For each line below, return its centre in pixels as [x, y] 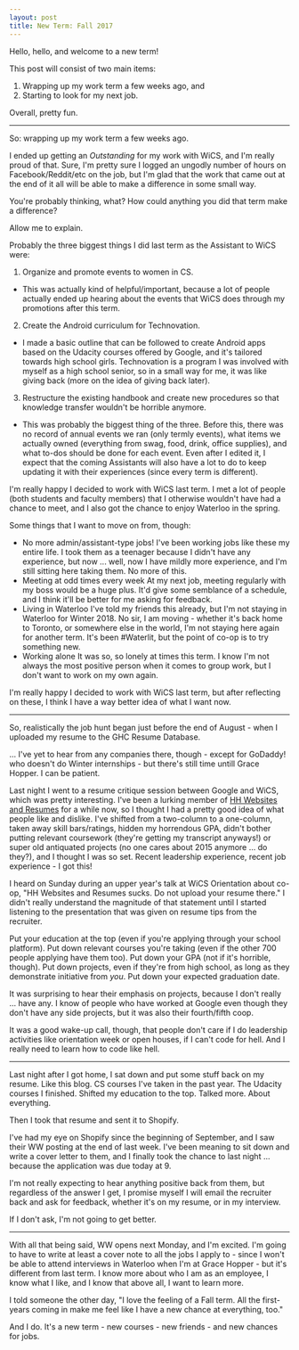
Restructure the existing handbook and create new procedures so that [150, 397]
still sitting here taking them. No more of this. [105, 570]
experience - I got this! [51, 866]
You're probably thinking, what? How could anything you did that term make [148, 200]
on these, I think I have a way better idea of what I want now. [120, 701]
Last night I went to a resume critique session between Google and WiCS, [144, 790]
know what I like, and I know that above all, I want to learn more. [127, 1282]
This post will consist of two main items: [83, 69]
